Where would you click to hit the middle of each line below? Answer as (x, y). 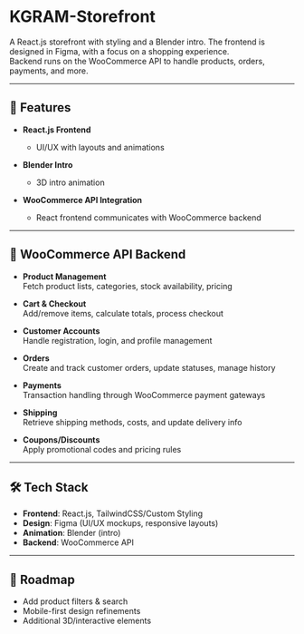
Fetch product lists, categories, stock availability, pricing (127, 286)
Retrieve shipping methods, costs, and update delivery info (132, 422)
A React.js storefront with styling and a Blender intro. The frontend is (137, 42)
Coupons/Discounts (61, 439)
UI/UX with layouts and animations (100, 147)
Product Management (64, 276)
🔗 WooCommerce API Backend (98, 254)
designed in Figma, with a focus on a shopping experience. (119, 51)
